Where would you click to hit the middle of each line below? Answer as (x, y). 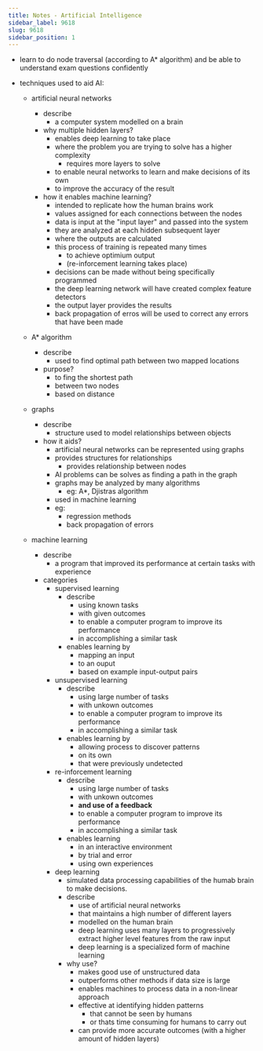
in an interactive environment (125, 847)
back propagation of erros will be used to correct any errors (152, 314)
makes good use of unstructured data (139, 972)
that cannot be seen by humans (141, 1014)
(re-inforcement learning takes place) (127, 264)
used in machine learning (95, 500)
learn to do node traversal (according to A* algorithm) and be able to (130, 60)
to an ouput (97, 663)
